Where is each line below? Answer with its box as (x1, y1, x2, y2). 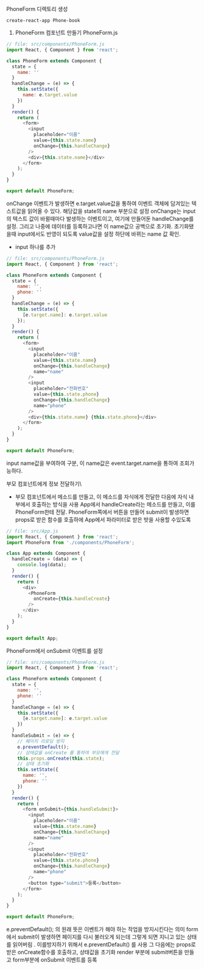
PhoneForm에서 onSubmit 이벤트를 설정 (6, 647, 104, 654)
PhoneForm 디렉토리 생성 (6, 5, 68, 12)
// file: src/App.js (6, 528, 59, 534)
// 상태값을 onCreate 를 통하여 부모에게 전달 (17, 749, 120, 755)
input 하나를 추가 (15, 243, 56, 250)
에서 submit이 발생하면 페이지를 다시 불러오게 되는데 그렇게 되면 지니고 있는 (6, 933, 186, 940)
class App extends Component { (6, 550, 86, 557)
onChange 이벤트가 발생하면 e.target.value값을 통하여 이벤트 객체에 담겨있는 (6, 200, 191, 207)
